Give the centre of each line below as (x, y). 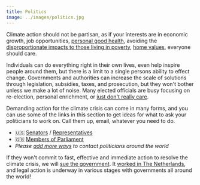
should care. (22, 53)
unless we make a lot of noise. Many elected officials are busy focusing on (98, 90)
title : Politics (26, 12)
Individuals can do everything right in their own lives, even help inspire (93, 65)
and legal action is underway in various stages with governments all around (99, 170)
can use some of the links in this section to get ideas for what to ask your (96, 115)
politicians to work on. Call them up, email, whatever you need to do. (91, 121)
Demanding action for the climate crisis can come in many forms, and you (97, 108)
